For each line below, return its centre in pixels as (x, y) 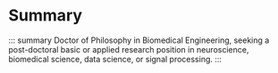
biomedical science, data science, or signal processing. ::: (115, 59)
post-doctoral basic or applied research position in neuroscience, (129, 49)
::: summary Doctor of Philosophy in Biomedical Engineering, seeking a (139, 40)
